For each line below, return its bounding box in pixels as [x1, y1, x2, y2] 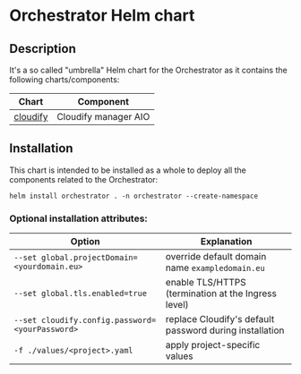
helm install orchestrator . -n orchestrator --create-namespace [9, 191, 258, 200]
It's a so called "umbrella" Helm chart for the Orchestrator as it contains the [9, 64, 288, 75]
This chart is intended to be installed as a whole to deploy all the [9, 165, 246, 175]
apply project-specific [165, 339, 261, 352]
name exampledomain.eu [165, 261, 266, 274]
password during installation [165, 324, 285, 336]
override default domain [165, 251, 267, 263]
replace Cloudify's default [165, 313, 275, 326]
